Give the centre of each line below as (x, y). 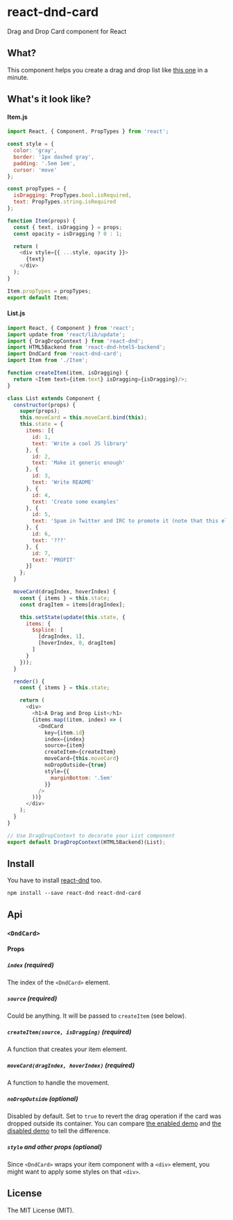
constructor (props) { (45, 405)
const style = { (31, 144)
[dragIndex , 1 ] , (61, 636)
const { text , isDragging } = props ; (68, 227)
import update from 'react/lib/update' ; (67, 334)
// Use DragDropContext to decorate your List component (91, 835)
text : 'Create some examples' (76, 502)
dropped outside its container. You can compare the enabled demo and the (114, 1123)
